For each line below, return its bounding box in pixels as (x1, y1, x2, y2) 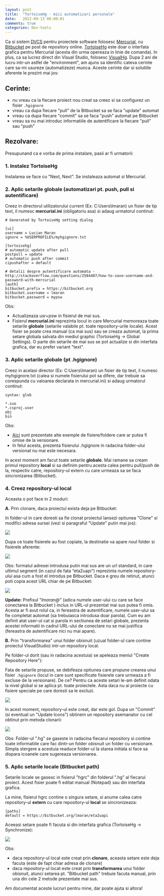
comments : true (5, 21, 36, 26)
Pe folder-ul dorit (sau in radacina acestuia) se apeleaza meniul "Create (5, 652, 149, 658)
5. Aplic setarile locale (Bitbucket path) (5, 763, 99, 770)
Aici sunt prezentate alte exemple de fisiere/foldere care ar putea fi (12, 432, 147, 438)
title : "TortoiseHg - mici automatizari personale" (5, 12, 115, 17)
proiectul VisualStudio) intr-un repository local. (5, 643, 99, 648)
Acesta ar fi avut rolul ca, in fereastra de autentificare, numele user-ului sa (5, 607, 155, 613)
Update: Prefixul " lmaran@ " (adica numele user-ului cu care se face (5, 597, 143, 602)
